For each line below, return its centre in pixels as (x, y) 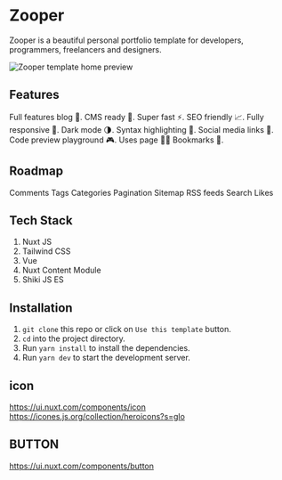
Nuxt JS (37, 242)
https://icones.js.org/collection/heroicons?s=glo (97, 416)
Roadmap (36, 171)
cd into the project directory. (74, 338)
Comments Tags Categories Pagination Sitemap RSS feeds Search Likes (141, 192)
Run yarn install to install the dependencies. (106, 348)
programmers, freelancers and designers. (85, 49)
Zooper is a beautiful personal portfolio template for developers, (127, 40)
